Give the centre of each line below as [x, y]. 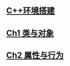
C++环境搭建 [31, 11]
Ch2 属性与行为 [35, 55]
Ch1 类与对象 [30, 33]
